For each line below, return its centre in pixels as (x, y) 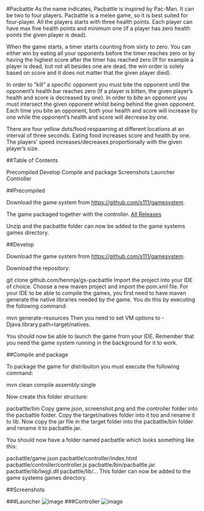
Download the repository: (38, 268)
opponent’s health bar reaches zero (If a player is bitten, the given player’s (100, 91)
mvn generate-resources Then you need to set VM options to (83, 318)
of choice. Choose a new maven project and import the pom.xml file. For (97, 286)
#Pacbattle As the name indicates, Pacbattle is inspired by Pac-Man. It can (100, 9)
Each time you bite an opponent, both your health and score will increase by (102, 110)
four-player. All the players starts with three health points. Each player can (100, 22)
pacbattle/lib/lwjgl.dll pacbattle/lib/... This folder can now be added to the (99, 471)
